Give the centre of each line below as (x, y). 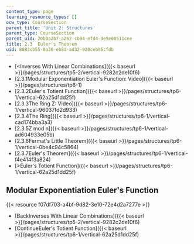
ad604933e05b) (34, 135)
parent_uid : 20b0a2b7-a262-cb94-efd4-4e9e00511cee (69, 39)
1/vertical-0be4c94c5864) (47, 147)
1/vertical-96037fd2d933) (46, 109)
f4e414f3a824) (33, 159)
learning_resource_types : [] (42, 17)
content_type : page (30, 11)
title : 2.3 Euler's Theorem (42, 44)
